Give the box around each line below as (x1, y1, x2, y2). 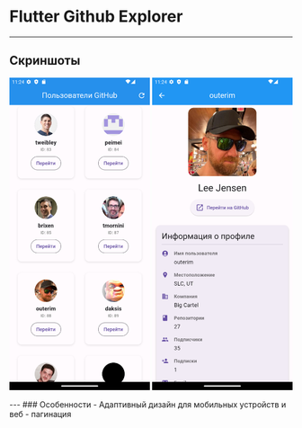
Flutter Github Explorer (9, 6, 183, 27)
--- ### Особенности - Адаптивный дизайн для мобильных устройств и (9, 399, 287, 410)
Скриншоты (9, 53, 81, 68)
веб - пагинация (9, 409, 72, 420)
